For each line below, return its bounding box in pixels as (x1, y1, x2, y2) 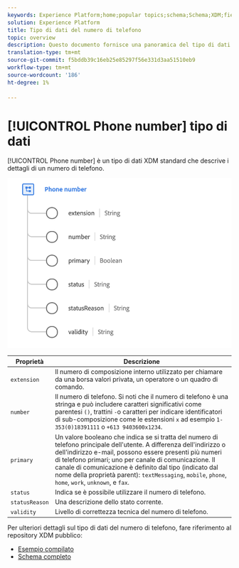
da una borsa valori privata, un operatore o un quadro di (54, 375, 218, 384)
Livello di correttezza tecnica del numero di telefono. (54, 508, 208, 516)
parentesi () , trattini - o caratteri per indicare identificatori (54, 407, 223, 416)
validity (10, 509, 37, 516)
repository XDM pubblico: (7, 530, 83, 540)
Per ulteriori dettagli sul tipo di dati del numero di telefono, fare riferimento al (7, 523, 232, 532)
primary (10, 456, 33, 463)
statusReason (10, 499, 49, 506)
